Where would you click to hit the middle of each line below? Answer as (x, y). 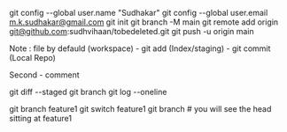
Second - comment (44, 75)
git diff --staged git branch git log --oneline (88, 92)
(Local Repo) (32, 58)
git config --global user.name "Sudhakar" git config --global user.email (139, 13)
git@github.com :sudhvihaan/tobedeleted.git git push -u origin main (132, 31)
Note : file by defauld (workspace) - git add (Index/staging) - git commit (140, 48)
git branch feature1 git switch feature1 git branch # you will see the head (140, 109)
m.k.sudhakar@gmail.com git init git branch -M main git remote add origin (144, 22)
